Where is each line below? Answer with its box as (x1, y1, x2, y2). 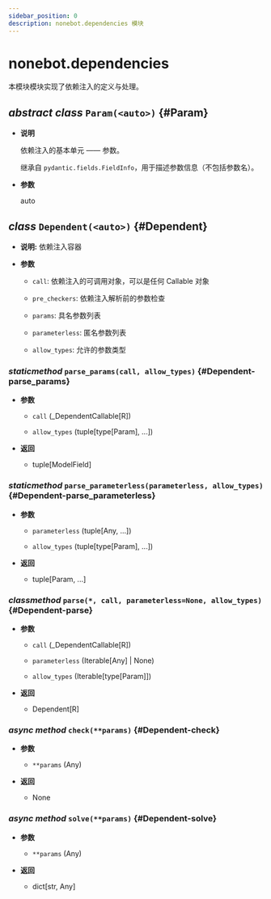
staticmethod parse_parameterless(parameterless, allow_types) (8, 480, 264, 492)
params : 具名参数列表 (32, 310, 101, 320)
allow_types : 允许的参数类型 (32, 345, 127, 355)
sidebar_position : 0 (8, 11, 78, 20)
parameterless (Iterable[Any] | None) (32, 656, 155, 665)
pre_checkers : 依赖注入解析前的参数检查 (32, 293, 166, 303)
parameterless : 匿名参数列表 (32, 328, 127, 338)
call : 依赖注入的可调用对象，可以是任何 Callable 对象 (32, 276, 210, 286)
